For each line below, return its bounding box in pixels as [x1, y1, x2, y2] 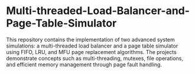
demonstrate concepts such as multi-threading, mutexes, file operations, [6, 55, 184, 62]
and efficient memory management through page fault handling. [6, 60, 162, 68]
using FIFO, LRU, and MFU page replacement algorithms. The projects [6, 48, 177, 55]
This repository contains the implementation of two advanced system [6, 36, 175, 43]
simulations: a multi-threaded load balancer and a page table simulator [6, 42, 178, 49]
